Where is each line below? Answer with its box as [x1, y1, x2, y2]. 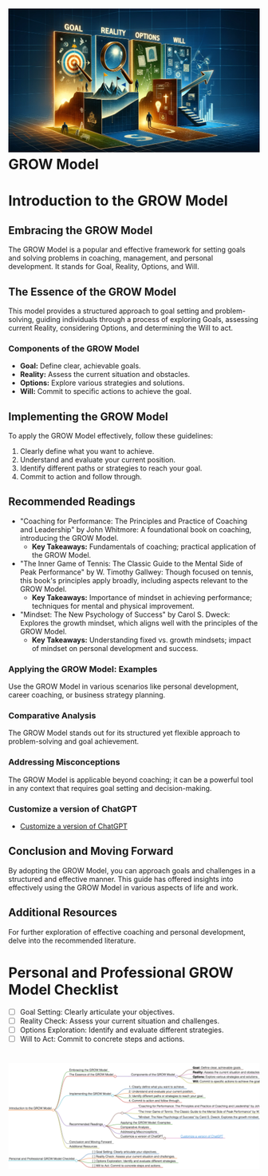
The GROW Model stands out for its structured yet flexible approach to [8, 728, 241, 738]
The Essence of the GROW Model [8, 284, 177, 299]
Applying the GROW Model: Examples [8, 663, 158, 674]
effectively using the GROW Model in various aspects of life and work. [8, 883, 238, 892]
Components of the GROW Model [8, 343, 140, 354]
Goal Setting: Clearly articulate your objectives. [19, 1007, 175, 1016]
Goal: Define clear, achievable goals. [19, 361, 141, 371]
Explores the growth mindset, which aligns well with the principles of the [19, 618, 258, 627]
